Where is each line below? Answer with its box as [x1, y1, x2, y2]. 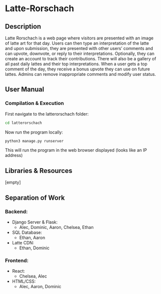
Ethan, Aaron [19, 234, 45, 241]
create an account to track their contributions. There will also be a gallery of [5, 56, 156, 61]
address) [5, 153, 23, 158]
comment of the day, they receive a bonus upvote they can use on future [5, 66, 150, 72]
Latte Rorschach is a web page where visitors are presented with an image [5, 35, 154, 41]
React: [12, 268, 25, 274]
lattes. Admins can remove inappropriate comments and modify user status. [5, 71, 156, 77]
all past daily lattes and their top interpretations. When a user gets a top [5, 61, 147, 67]
